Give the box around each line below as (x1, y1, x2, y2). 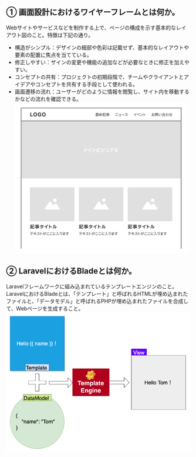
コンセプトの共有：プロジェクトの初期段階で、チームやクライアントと (14, 73, 184, 80)
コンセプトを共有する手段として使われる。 (35, 81, 138, 88)
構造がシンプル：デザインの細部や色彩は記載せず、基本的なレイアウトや (14, 44, 190, 51)
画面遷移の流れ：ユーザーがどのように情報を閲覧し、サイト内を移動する (14, 88, 190, 95)
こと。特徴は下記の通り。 (31, 31, 94, 38)
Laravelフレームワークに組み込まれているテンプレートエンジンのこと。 (6, 283, 178, 290)
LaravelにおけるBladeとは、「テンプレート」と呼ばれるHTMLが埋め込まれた (6, 290, 188, 297)
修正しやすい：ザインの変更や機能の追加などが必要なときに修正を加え (14, 58, 185, 65)
